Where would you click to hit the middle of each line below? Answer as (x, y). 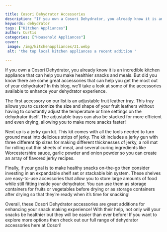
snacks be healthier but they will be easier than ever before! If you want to (81, 215)
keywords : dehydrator (28, 23)
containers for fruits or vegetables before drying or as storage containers (80, 189)
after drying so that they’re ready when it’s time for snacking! (68, 194)
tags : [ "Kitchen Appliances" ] (37, 28)
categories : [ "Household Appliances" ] (45, 37)
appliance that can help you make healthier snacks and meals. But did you (81, 75)
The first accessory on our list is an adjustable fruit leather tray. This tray (80, 101)
